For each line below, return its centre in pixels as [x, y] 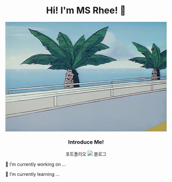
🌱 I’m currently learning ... [33, 174]
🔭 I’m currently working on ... [36, 164]
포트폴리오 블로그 [86, 154]
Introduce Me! [86, 142]
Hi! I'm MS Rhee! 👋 [86, 10]
